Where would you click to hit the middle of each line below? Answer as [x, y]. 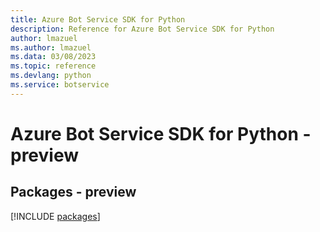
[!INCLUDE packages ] [55, 216]
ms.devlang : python [51, 76]
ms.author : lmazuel [51, 47]
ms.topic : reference [53, 66]
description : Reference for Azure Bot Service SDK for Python [142, 29]
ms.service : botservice [60, 85]
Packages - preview [73, 192]
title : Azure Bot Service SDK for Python [98, 19]
